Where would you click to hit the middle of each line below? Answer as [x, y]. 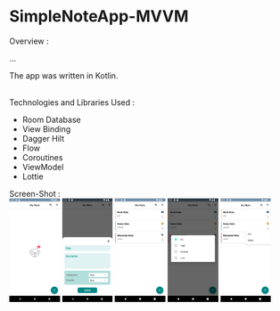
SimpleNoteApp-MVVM [99, 16]
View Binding [46, 129]
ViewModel [43, 167]
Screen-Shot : [35, 193]
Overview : [29, 41]
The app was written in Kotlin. [64, 75]
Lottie [33, 176]
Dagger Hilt [43, 138]
